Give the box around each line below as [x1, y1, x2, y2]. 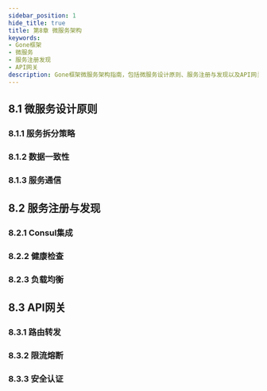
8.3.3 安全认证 [8, 374, 64, 385]
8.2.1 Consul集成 [8, 227, 73, 238]
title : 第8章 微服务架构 [8, 26, 82, 34]
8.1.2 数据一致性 [8, 151, 70, 162]
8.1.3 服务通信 [8, 174, 62, 185]
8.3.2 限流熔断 [8, 350, 64, 362]
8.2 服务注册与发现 [8, 202, 101, 215]
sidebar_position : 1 [8, 11, 77, 20]
